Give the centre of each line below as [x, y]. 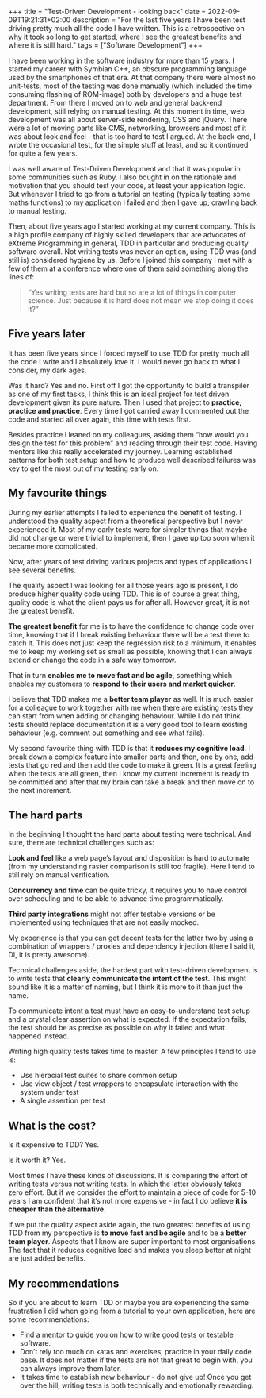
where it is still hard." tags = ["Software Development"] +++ [106, 45]
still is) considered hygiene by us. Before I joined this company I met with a [130, 260]
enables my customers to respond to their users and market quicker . [122, 684]
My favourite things [58, 493]
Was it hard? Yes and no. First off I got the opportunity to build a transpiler [129, 385]
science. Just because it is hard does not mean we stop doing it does [141, 300]
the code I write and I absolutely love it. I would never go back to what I [124, 361]
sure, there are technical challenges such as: [81, 843]
